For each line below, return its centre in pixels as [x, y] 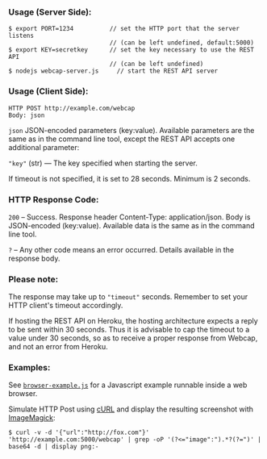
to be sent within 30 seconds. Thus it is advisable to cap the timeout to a [129, 330]
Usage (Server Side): [50, 12]
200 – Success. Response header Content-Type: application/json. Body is [129, 217]
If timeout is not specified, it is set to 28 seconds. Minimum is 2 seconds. [129, 178]
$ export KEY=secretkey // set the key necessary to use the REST [131, 50]
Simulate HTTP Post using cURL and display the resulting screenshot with [131, 409]
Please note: [33, 279]
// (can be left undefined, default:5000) [181, 43]
